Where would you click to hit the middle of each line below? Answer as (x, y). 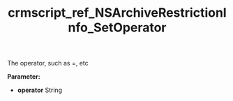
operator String (40, 90)
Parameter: (24, 77)
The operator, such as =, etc (48, 63)
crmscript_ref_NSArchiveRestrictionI (117, 13)
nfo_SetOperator (117, 28)
